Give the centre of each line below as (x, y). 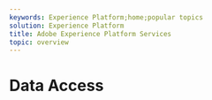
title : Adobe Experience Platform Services (91, 34)
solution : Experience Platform (67, 26)
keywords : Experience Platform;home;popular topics (106, 17)
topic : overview (39, 42)
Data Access (57, 86)
